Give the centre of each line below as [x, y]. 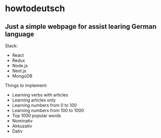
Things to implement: [26, 85]
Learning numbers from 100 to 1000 [48, 110]
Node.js [20, 66]
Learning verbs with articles [40, 95]
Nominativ [22, 121]
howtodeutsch [35, 9]
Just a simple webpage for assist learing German [81, 27]
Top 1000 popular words [36, 116]
